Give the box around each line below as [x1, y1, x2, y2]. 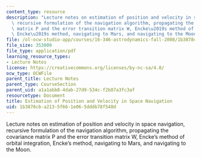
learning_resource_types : [6, 53, 71, 59]
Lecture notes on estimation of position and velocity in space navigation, [6, 120, 185, 127]
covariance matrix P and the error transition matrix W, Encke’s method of [6, 133, 185, 140]
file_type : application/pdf [6, 48, 77, 54]
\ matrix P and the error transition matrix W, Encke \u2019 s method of [11, 25, 194, 32]
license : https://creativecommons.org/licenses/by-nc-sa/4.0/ [6, 64, 165, 71]
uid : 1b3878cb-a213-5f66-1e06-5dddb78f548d [6, 103, 117, 110]
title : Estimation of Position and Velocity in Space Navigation [6, 98, 172, 104]
